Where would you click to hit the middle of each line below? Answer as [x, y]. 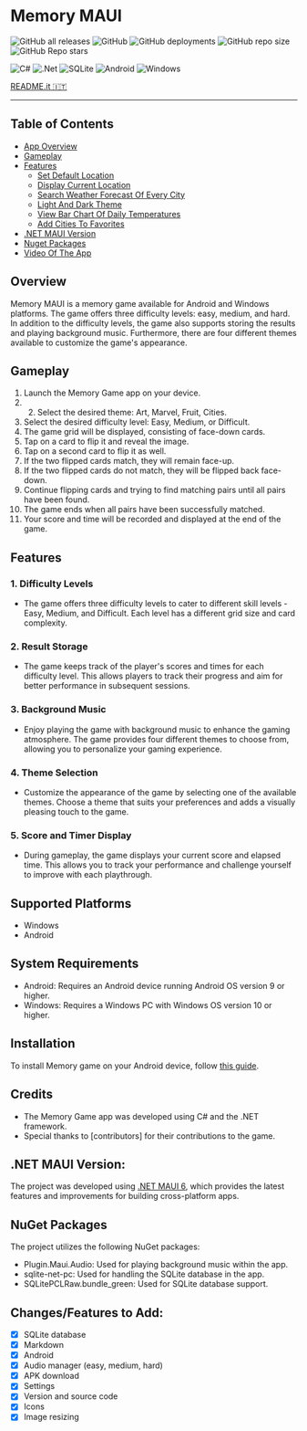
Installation [43, 1043]
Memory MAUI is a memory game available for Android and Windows [140, 303]
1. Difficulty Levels [52, 584]
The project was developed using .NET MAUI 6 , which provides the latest [148, 1186]
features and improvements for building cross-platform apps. [125, 1196]
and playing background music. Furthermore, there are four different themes [153, 332]
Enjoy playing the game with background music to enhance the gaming [157, 729]
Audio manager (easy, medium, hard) [93, 1365]
